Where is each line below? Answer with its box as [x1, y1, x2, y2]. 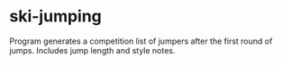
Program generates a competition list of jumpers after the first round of [9, 36, 273, 46]
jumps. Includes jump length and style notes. [9, 45, 176, 55]
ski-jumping [9, 6, 102, 27]
